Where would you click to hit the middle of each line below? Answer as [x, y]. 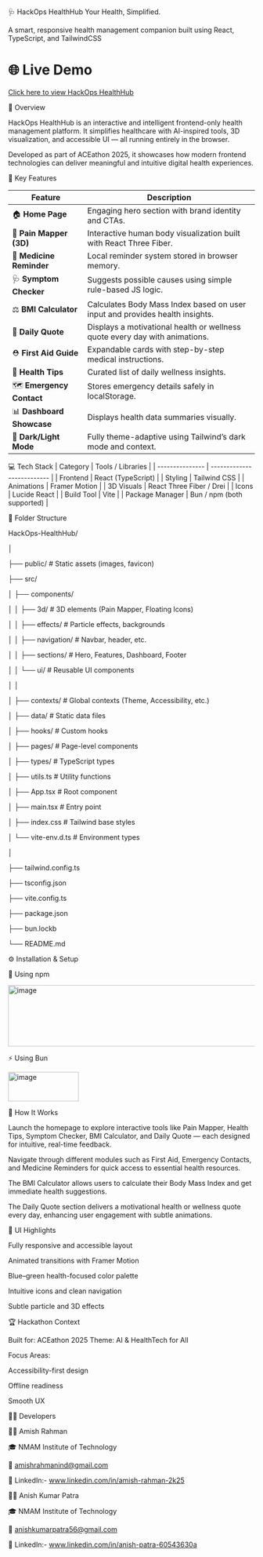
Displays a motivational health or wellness [164, 326]
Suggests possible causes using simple [160, 280]
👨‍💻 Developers [32, 1416]
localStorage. [112, 396]
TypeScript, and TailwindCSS [55, 38]
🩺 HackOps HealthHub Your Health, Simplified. [85, 12]
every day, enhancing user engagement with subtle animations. [110, 1215]
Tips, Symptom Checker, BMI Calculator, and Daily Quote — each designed [129, 1136]
